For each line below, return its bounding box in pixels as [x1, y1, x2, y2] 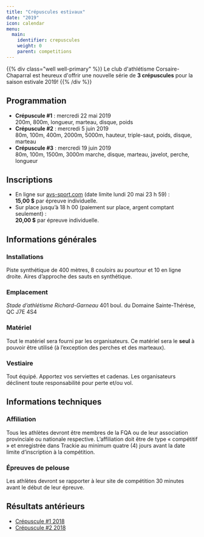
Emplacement [6, 288, 49, 296]
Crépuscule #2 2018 [15, 524, 66, 531]
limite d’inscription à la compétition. [6, 448, 95, 456]
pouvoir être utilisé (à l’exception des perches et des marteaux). [6, 344, 166, 351]
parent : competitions [17, 49, 72, 55]
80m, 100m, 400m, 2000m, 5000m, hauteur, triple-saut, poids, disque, [15, 131, 192, 139]
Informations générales [6, 234, 97, 244]
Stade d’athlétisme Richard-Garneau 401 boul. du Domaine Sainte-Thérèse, [6, 302, 196, 309]
